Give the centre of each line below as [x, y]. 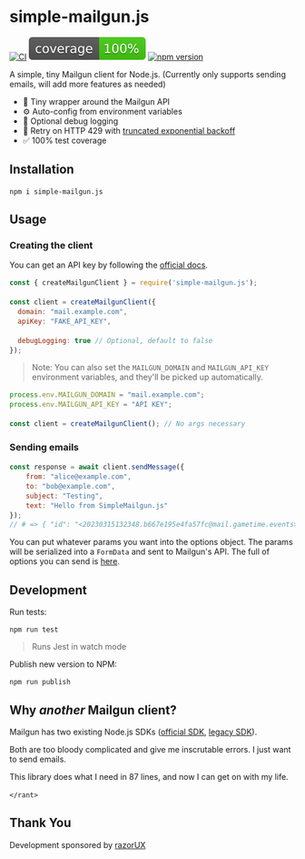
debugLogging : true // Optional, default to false [115, 340]
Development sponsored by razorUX [78, 844]
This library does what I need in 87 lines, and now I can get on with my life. [149, 776]
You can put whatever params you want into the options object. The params [151, 542]
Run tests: [28, 612]
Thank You [40, 823]
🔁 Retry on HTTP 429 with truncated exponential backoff [129, 130]
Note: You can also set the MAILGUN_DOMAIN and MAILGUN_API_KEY [150, 368]
